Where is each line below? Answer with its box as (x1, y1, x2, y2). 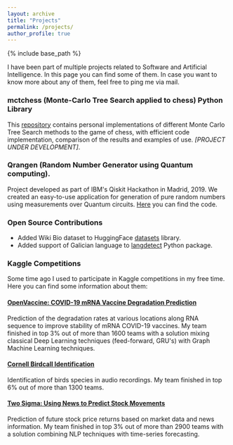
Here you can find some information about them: (7, 282, 148, 291)
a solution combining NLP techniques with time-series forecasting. (7, 430, 200, 439)
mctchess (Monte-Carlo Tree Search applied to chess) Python (7, 96, 223, 106)
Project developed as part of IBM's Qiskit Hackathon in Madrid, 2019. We (7, 184, 218, 194)
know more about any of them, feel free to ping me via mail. (7, 78, 180, 87)
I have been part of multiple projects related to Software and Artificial (7, 63, 207, 71)
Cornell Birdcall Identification (7, 360, 95, 368)
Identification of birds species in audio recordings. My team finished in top (7, 375, 222, 384)
